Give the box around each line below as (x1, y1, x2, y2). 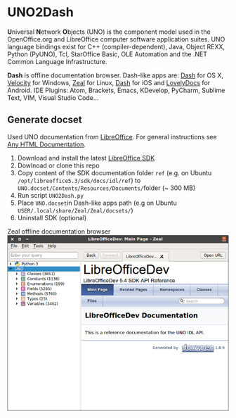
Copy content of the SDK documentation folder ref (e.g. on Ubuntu (17, 168, 212, 177)
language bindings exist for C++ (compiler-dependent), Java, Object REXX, (7, 42, 225, 51)
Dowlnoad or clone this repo (17, 161, 100, 170)
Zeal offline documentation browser (7, 227, 111, 236)
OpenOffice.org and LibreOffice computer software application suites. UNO (7, 34, 225, 43)
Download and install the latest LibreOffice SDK (17, 153, 155, 162)
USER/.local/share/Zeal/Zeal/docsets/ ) (17, 205, 133, 215)
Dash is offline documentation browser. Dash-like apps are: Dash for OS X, (7, 71, 223, 80)
